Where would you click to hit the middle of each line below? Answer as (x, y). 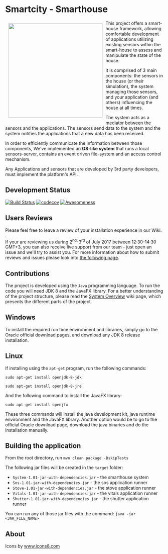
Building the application (43, 446)
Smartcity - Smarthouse (57, 9)
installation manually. (27, 430)
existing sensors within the (133, 44)
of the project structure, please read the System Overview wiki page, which (83, 296)
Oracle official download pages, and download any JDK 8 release (73, 335)
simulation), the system (130, 86)
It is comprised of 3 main (131, 70)
